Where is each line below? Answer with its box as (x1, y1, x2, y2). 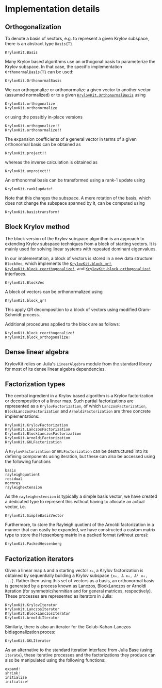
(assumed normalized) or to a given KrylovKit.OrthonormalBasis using (5, 92, 146, 98)
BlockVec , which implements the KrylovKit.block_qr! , (5, 261, 113, 266)
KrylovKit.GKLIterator (5, 639, 51, 643)
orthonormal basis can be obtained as (5, 142, 81, 147)
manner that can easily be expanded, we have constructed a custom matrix (5, 527, 156, 533)
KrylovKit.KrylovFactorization (5, 423, 68, 428)
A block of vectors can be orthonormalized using (5, 289, 103, 295)
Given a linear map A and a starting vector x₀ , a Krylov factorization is (5, 568, 144, 573)
